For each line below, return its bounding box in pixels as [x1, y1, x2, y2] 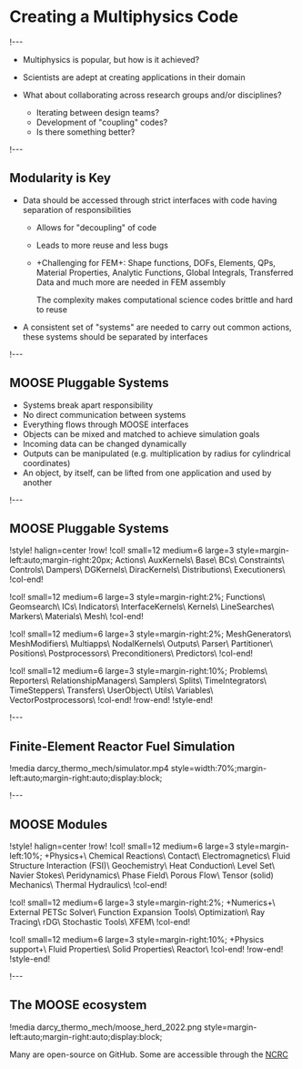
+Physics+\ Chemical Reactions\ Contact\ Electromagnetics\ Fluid [44, 850, 291, 861]
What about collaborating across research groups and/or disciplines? [22, 89, 282, 100]
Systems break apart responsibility [22, 399, 154, 411]
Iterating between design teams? [35, 107, 160, 117]
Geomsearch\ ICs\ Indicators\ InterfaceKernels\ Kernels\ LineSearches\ [9, 601, 275, 612]
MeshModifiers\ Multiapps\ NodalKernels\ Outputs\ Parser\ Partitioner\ [9, 638, 274, 649]
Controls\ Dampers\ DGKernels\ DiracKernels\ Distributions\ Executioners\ [9, 565, 286, 575]
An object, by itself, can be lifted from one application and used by [22, 467, 272, 478]
